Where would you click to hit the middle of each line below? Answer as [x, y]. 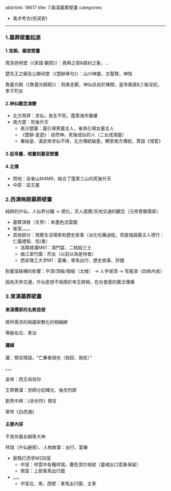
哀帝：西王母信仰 [23, 379]
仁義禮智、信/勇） [31, 241]
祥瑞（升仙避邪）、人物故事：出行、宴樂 [47, 447]
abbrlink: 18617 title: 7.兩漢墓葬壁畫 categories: [54, 7]
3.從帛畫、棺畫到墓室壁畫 [32, 154]
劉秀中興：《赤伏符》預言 [31, 400]
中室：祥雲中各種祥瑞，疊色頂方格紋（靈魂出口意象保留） [80, 464]
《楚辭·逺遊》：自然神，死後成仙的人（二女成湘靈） [73, 135]
